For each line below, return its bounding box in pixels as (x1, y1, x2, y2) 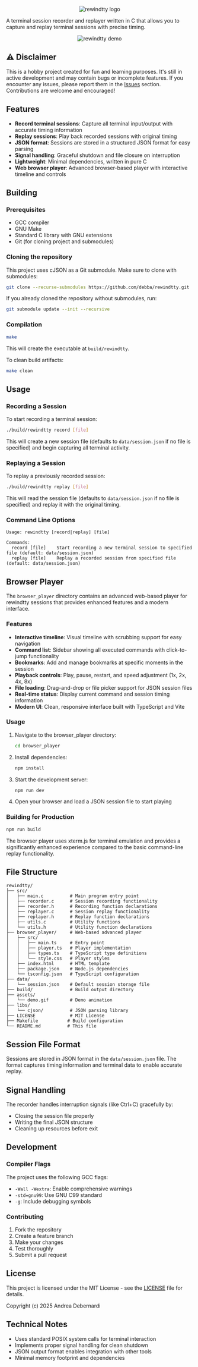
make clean (6, 367, 33, 374)
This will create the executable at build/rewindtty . (6, 345, 130, 352)
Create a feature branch (14, 1233, 74, 1240)
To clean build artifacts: (6, 356, 64, 363)
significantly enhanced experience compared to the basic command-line (6, 843, 184, 850)
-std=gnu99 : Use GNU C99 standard (14, 1191, 103, 1198)
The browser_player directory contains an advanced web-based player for (6, 592, 188, 600)
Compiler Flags (6, 1160, 51, 1168)
